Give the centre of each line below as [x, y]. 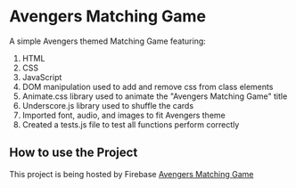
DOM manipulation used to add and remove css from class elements [148, 86]
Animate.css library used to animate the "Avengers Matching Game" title [155, 96]
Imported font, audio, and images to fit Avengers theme [123, 115]
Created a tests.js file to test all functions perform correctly [131, 124]
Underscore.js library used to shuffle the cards [108, 105]
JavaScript [42, 77]
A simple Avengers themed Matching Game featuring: [108, 41]
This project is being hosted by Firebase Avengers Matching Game [132, 174]
